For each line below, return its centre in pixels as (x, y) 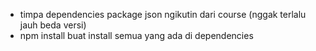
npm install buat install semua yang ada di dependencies (136, 35)
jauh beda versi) (53, 25)
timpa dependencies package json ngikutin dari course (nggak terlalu (163, 14)
